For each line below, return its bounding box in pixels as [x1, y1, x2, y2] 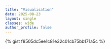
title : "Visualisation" [5, 7, 54, 12]
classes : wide [5, 20, 35, 26]
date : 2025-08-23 [5, 12, 41, 16]
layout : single [5, 16, 37, 21]
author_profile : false [5, 25, 52, 30]
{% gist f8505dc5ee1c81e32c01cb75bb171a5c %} [5, 38, 105, 44]
